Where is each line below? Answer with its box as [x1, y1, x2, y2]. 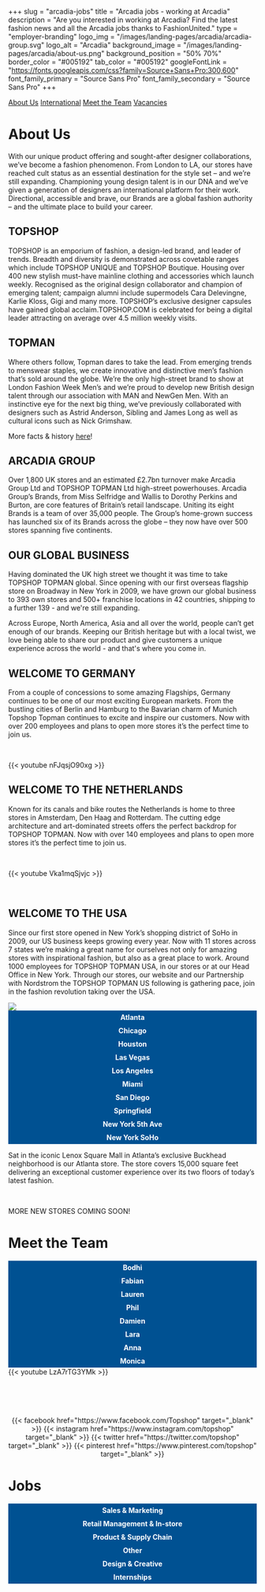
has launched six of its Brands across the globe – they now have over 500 [8, 517, 248, 527]
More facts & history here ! [8, 431, 93, 441]
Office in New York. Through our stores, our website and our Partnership [8, 969, 244, 980]
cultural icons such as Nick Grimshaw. [8, 415, 132, 426]
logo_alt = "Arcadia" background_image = [46, 40, 182, 50]
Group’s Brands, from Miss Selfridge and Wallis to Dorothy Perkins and [8, 492, 238, 502]
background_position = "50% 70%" [106, 49, 222, 58]
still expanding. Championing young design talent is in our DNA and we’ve [8, 176, 248, 186]
